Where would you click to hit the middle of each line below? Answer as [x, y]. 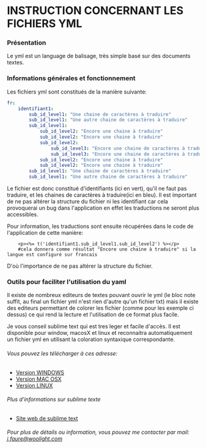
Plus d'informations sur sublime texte [54, 399]
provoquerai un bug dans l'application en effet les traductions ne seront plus [103, 208]
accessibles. [23, 215]
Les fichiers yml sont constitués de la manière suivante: [77, 92]
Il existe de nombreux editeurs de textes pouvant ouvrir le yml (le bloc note [101, 295]
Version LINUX [34, 385]
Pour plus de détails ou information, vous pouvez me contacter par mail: [98, 432]
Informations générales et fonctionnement [72, 78]
